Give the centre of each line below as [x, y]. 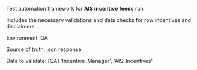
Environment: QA [27, 38]
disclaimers [20, 26]
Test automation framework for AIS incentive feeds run [75, 9]
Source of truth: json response [44, 49]
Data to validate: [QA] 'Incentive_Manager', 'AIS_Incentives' [80, 61]
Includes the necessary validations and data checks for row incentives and [98, 20]
